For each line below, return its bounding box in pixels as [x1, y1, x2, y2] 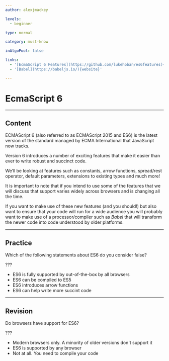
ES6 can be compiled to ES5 [12, 277, 71, 283]
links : [5, 57, 19, 63]
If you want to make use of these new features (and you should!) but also [5, 203, 157, 209]
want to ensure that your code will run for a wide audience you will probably [5, 209, 162, 215]
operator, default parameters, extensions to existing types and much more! [5, 173, 160, 179]
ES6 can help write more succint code [12, 288, 92, 294]
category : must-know [5, 39, 49, 44]
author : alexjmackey [5, 7, 49, 13]
